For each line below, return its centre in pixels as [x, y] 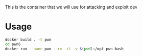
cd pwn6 [13, 44]
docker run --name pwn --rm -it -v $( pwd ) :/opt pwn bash [64, 49]
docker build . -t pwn [28, 39]
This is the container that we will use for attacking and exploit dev [71, 7]
